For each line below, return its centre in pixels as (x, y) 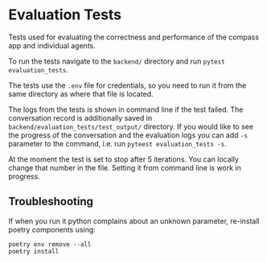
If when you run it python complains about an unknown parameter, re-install (134, 221)
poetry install (34, 251)
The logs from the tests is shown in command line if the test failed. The (126, 109)
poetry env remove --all (50, 244)
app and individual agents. (52, 45)
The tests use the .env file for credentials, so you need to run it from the (127, 85)
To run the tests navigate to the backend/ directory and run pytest (117, 61)
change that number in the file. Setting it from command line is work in (125, 167)
